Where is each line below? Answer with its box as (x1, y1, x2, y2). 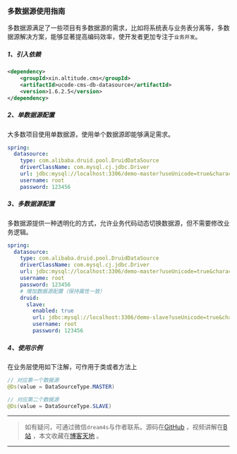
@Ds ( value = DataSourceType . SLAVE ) (7, 402, 112, 409)
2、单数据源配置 (7, 111, 55, 120)
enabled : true (32, 308, 74, 315)
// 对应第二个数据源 (7, 396, 59, 403)
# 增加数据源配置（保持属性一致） (20, 288, 106, 295)
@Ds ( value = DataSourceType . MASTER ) (7, 383, 115, 390)
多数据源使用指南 (7, 6, 66, 16)
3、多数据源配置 (7, 199, 55, 208)
